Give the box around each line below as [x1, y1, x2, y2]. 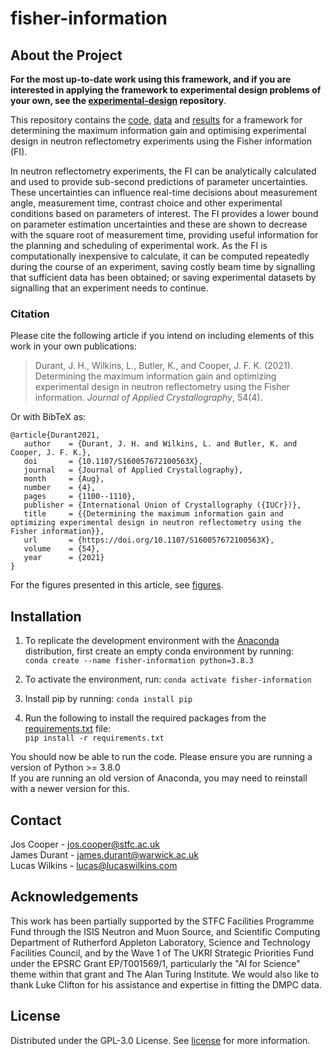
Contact [10, 812, 62, 829]
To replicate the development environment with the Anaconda [24, 635, 280, 647]
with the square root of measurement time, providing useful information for [10, 229, 319, 241]
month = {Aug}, [23, 474, 105, 484]
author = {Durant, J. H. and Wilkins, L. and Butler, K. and [23, 439, 298, 449]
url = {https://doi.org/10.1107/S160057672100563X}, [23, 535, 275, 546]
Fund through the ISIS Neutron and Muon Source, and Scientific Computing [10, 925, 321, 937]
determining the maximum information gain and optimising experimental [10, 125, 307, 136]
